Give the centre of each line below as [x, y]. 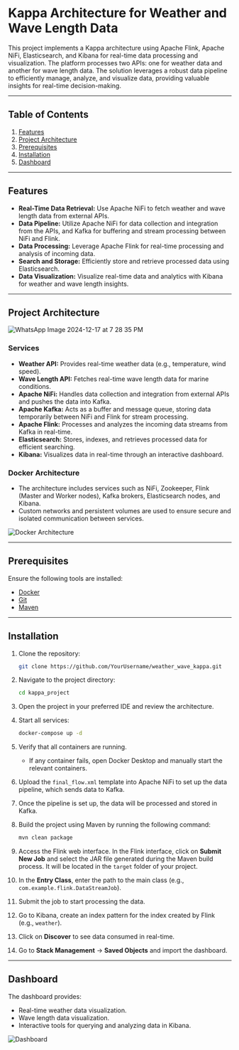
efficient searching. [46, 446]
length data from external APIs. [63, 215]
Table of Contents [49, 115]
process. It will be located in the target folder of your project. [108, 867]
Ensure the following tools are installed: [66, 578]
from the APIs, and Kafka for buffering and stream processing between [122, 231]
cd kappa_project [44, 693]
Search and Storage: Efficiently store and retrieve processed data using [124, 261]
